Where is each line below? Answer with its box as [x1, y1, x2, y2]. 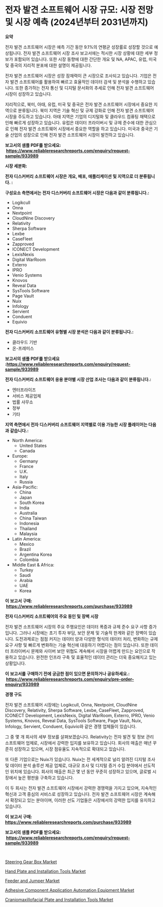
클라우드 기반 [12, 339, 37, 345]
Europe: [12, 453, 28, 459]
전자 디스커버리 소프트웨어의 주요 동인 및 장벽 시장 [5, 613, 99, 619]
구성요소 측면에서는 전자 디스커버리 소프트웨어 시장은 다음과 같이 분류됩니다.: [5, 190, 149, 196]
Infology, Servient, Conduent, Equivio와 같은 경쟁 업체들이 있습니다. [5, 723, 137, 729]
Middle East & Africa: [12, 562, 54, 567]
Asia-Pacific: [12, 484, 38, 490]
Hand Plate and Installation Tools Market [5, 868, 86, 874]
